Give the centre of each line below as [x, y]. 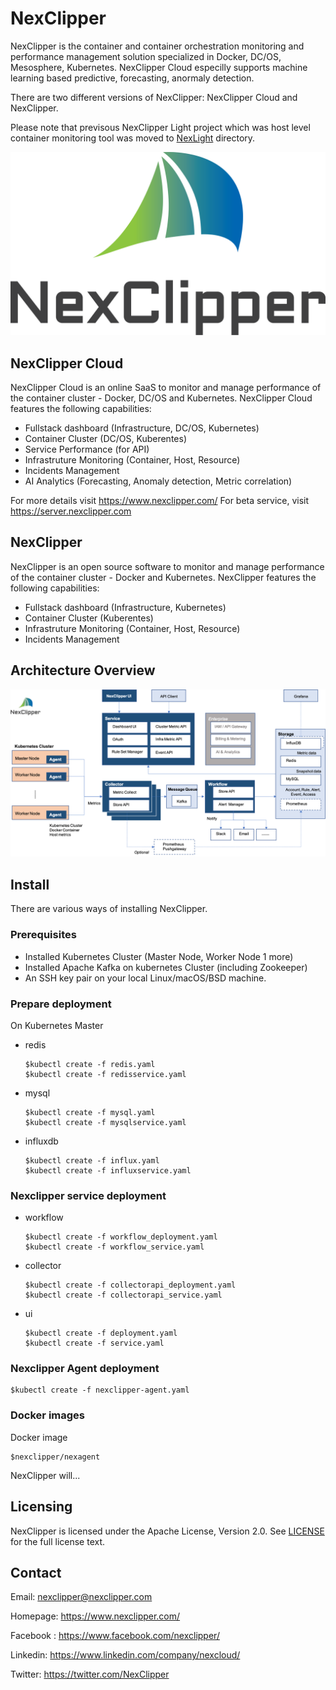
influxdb [41, 1141]
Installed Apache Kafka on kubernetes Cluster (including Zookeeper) [166, 967]
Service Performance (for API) [87, 449]
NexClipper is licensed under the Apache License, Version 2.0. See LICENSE [167, 1531]
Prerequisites [43, 935]
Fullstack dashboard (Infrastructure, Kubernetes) [125, 607]
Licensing [41, 1507]
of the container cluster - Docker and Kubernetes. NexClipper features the [163, 577]
